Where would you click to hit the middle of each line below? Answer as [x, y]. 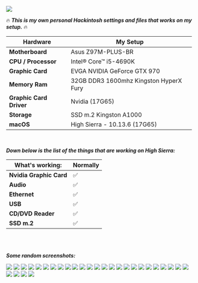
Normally [86, 165]
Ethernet [22, 194]
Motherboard [28, 52]
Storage [21, 115]
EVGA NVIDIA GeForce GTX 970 [115, 71]
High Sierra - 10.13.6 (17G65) [114, 124]
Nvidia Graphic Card [38, 175]
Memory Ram [28, 84]
